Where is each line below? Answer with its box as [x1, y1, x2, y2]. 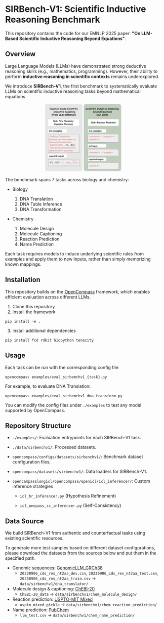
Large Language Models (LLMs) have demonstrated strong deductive [5, 63, 147, 69]
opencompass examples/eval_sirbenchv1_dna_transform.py [5, 393, 123, 398]
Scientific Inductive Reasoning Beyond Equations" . [19, 36, 126, 42]
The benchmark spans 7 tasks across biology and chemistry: [5, 176, 129, 182]
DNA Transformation [19, 206, 62, 212]
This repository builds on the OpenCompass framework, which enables [5, 289, 150, 294]
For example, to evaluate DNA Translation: [5, 383, 91, 389]
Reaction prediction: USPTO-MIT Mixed [12, 596, 93, 602]
